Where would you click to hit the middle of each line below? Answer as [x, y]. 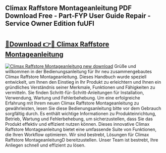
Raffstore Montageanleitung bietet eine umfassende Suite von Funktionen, [81, 129]
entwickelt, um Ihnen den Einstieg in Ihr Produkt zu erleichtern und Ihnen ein [83, 82]
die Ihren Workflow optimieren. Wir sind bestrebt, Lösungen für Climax [77, 135]
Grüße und [125, 66]
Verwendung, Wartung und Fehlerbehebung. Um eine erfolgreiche [73, 98]
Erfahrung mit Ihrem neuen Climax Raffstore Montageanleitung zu [72, 103]
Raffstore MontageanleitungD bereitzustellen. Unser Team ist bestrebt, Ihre [82, 140]
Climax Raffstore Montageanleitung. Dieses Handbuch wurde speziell [76, 77]
